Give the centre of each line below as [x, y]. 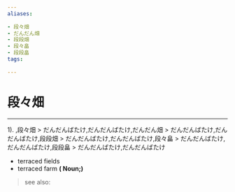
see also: [37, 182]
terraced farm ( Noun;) [50, 168]
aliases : [20, 14]
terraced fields [38, 161]
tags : [15, 59]
